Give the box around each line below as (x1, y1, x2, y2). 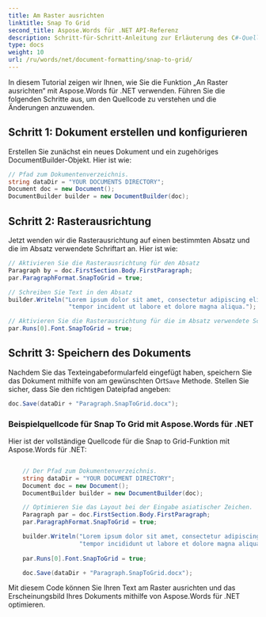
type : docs (8, 41, 44, 49)
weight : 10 (8, 48, 44, 56)
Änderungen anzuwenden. (8, 102, 95, 112)
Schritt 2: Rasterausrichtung (8, 215, 152, 228)
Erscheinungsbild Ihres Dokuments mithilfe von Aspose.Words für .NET (8, 592, 241, 601)
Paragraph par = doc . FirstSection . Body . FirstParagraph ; (22, 511, 211, 519)
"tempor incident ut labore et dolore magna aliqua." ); (68, 303, 257, 311)
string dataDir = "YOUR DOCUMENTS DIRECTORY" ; (8, 177, 165, 186)
